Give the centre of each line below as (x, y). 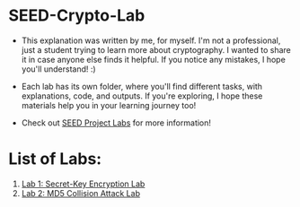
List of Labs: (55, 159)
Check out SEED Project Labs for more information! (116, 123)
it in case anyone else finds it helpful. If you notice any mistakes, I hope (154, 59)
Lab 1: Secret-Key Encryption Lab (83, 184)
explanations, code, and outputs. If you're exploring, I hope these (142, 96)
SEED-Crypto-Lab (77, 16)
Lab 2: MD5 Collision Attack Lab (81, 193)
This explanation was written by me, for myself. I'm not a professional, (151, 40)
